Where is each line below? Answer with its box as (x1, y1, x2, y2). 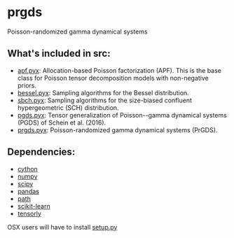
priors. (17, 81, 37, 90)
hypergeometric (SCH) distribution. (17, 103, 119, 112)
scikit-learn (17, 202, 50, 210)
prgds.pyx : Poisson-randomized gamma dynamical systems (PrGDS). (17, 125, 218, 134)
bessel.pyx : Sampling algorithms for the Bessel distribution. (17, 88, 189, 97)
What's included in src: (7, 48, 111, 59)
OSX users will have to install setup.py (7, 223, 118, 231)
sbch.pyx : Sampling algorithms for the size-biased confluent (17, 96, 193, 104)
